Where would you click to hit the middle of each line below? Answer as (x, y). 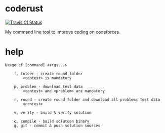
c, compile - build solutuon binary (52, 121)
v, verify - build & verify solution (53, 112)
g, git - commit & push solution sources (57, 126)
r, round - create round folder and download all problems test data (87, 99)
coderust (24, 9)
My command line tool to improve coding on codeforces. (63, 32)
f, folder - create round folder (48, 74)
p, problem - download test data (48, 87)
